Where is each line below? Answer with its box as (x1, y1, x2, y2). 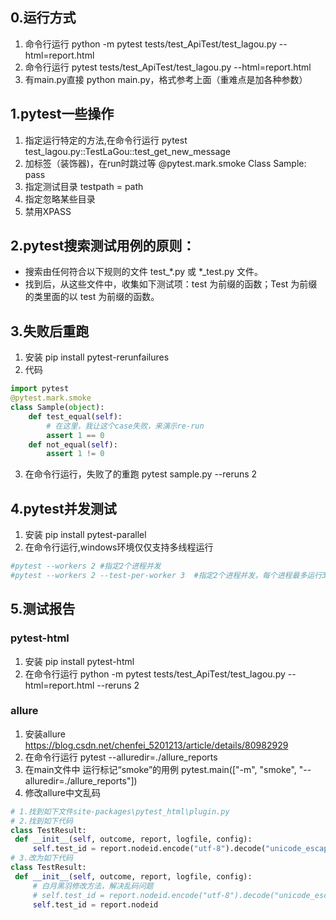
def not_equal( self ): (28, 439, 118, 450)
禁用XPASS (24, 205, 72, 217)
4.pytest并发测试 (10, 500, 117, 517)
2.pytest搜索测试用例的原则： (10, 238, 196, 255)
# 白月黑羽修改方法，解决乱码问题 (32, 881, 154, 891)
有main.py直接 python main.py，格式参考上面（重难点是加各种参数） (24, 73, 308, 85)
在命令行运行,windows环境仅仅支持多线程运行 (24, 541, 214, 553)
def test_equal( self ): (28, 411, 123, 422)
